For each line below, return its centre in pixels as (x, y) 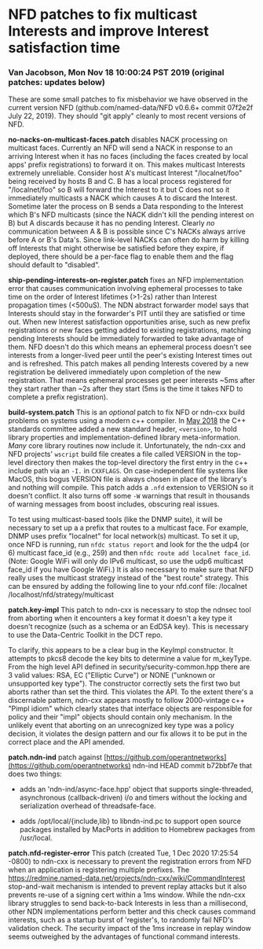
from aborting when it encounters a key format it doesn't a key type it (121, 618)
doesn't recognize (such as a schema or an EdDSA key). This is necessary (128, 627)
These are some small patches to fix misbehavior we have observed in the (128, 99)
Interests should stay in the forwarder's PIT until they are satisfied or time (127, 314)
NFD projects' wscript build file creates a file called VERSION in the (117, 454)
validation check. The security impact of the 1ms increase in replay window (130, 929)
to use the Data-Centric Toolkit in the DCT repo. (86, 635)
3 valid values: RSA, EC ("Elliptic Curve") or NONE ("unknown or (112, 675)
